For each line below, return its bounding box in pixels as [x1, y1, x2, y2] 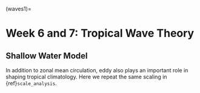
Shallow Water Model [5, 50, 88, 61]
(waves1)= [5, 5, 32, 12]
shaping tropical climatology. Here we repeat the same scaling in [5, 73, 167, 80]
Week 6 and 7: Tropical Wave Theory [5, 27, 195, 40]
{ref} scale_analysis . [5, 80, 57, 87]
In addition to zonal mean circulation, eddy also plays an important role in [5, 67, 188, 74]
